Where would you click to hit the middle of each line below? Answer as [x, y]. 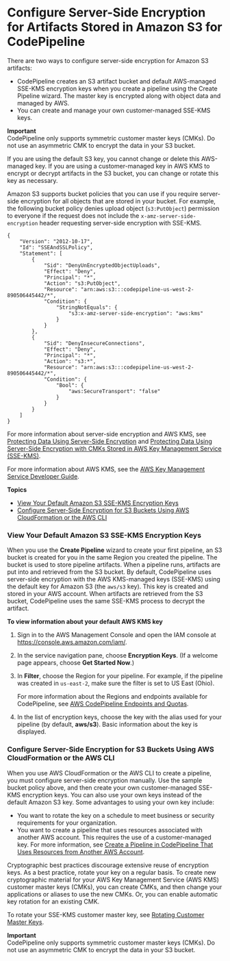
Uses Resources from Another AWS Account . [81, 851]
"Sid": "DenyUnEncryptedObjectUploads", [102, 265]
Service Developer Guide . [43, 476]
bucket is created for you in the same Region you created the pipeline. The [112, 558]
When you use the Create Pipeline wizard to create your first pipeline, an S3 [115, 550]
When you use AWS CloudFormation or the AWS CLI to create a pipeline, [110, 773]
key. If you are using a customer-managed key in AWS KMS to [123, 166]
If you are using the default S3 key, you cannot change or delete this [103, 158]
